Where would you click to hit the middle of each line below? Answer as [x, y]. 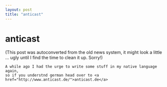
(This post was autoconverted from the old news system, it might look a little [84, 52]
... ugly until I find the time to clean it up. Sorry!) [54, 58]
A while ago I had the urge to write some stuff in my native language [81, 67]
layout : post [19, 10]
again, [12, 71]
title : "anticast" [24, 14]
